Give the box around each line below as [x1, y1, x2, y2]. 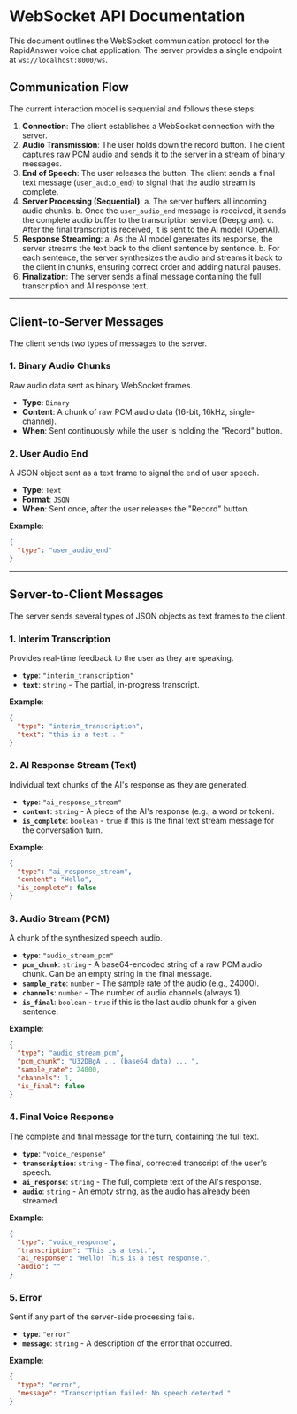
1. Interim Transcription [9, 633, 111, 645]
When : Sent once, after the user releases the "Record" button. [21, 503, 250, 514]
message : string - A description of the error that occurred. [21, 1338, 232, 1349]
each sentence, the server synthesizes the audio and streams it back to [21, 252, 283, 263]
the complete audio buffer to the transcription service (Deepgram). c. [21, 214, 274, 225]
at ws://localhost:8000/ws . [9, 54, 108, 65]
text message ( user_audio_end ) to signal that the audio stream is [21, 177, 256, 188]
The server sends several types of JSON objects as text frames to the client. [9, 611, 287, 621]
